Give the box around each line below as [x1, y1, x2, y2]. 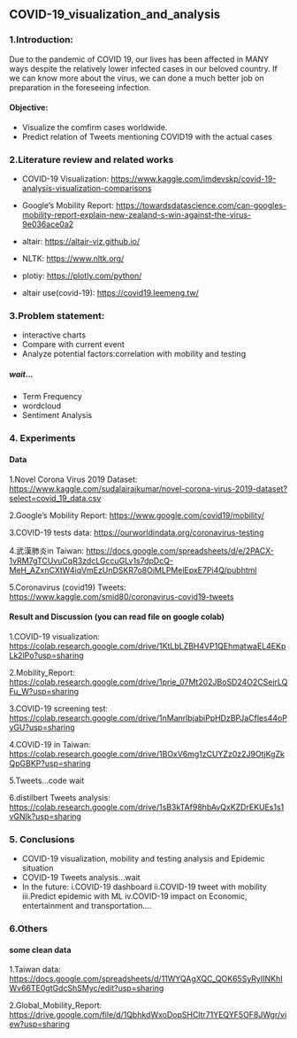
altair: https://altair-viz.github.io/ [21, 236, 141, 247]
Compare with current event [21, 339, 126, 350]
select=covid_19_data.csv [9, 492, 102, 503]
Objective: [9, 102, 49, 113]
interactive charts [21, 329, 87, 340]
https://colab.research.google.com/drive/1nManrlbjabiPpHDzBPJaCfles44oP [9, 712, 287, 723]
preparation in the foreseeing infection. [9, 81, 152, 92]
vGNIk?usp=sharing [9, 810, 82, 822]
